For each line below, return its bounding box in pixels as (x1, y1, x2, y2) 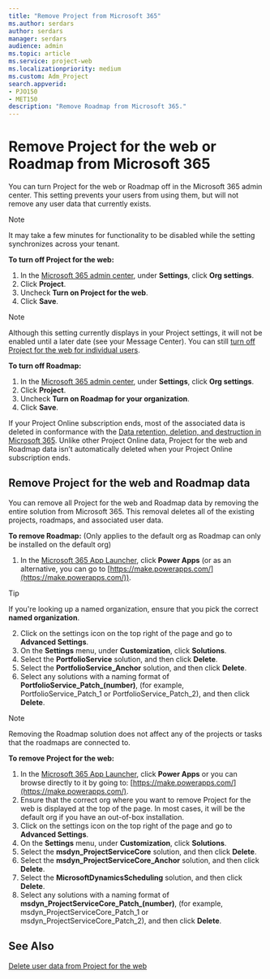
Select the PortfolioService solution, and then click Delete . (19, 654, 218, 664)
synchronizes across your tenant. (8, 239, 120, 249)
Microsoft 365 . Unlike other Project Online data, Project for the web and (8, 435, 248, 445)
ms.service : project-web (8, 58, 92, 66)
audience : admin (8, 42, 63, 50)
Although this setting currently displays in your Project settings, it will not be (8, 328, 263, 338)
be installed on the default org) (8, 539, 112, 549)
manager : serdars (8, 34, 67, 43)
